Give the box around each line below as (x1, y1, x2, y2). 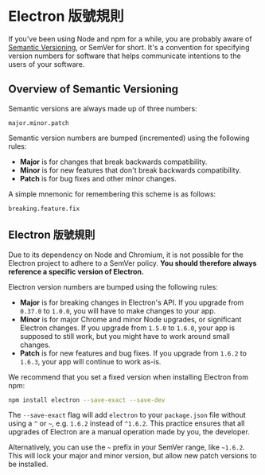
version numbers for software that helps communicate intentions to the (8, 51, 241, 60)
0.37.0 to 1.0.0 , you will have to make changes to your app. (19, 306, 216, 315)
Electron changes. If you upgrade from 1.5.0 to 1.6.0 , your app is (19, 323, 236, 333)
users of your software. (8, 59, 85, 68)
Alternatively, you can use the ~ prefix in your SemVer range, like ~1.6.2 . (8, 442, 245, 452)
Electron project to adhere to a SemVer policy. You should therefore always (8, 258, 257, 267)
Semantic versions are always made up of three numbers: (8, 103, 197, 113)
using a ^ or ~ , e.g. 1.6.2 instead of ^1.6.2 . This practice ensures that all (8, 419, 245, 428)
